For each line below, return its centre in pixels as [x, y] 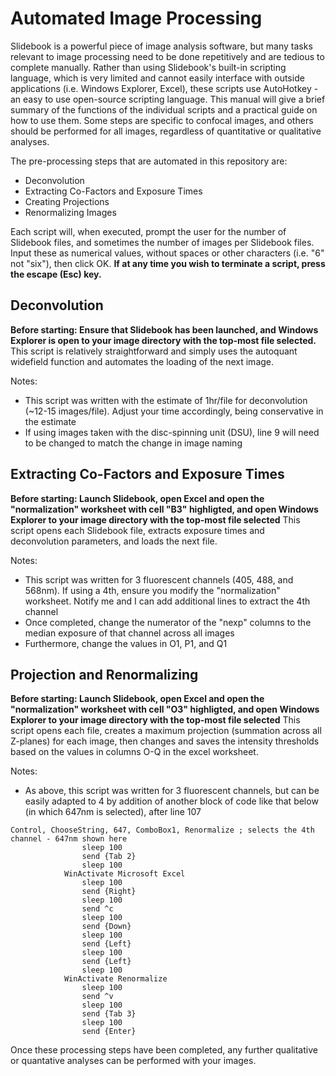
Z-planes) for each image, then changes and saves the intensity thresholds [165, 741]
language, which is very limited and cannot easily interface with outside [157, 78]
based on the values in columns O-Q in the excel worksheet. [134, 752]
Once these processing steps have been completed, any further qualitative [164, 1050]
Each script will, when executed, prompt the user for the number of [148, 231]
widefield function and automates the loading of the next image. [142, 361]
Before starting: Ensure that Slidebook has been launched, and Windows [164, 329]
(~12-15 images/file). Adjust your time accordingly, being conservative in [174, 411]
